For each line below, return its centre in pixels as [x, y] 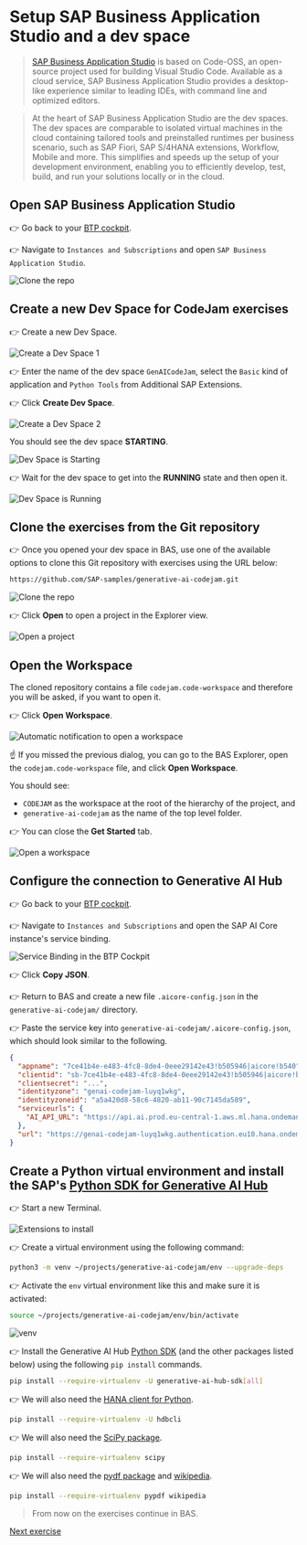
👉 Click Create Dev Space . [62, 402]
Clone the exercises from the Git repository [135, 527]
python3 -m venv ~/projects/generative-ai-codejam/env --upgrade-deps [147, 1268]
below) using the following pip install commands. [106, 1365]
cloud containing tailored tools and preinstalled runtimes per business [163, 137]
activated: [28, 1299]
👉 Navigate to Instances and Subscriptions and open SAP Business [138, 250]
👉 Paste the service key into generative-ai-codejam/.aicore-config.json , [150, 1028]
